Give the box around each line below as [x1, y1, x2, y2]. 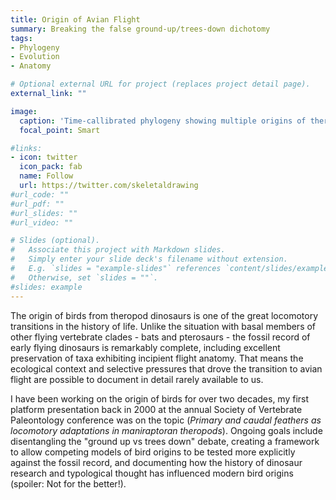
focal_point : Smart [19, 125, 101, 135]
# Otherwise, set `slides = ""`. [10, 272, 159, 283]
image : [10, 106, 38, 116]
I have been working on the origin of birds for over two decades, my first [10, 392, 310, 405]
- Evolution [10, 52, 60, 62]
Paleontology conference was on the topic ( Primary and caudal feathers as [10, 414, 322, 426]
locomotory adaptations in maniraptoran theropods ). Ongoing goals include [10, 424, 323, 436]
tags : [10, 33, 33, 43]
